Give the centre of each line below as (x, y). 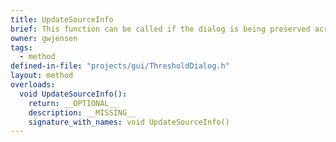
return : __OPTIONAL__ (73, 103)
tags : (21, 47)
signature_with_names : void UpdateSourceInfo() (129, 122)
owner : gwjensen (44, 38)
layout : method (42, 76)
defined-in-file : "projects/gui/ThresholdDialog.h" (120, 66)
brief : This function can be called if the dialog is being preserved (160, 29)
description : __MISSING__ (82, 112)
